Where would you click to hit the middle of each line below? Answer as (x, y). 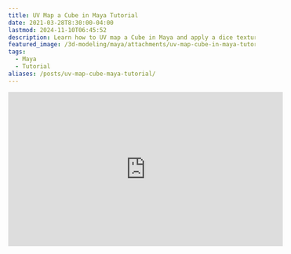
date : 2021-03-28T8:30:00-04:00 (61, 23)
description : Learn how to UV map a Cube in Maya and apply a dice (121, 37)
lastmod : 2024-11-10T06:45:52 (58, 30)
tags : (17, 52)
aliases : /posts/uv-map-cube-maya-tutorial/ (82, 74)
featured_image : (35, 45)
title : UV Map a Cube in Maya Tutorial (73, 15)
